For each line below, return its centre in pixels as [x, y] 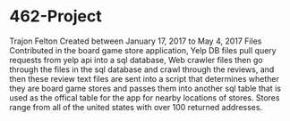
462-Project [55, 16]
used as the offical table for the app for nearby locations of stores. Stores [145, 97]
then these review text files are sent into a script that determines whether [144, 78]
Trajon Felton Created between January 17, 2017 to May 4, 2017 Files [136, 41]
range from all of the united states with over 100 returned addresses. [136, 107]
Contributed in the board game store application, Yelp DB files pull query [143, 50]
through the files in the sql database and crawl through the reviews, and [142, 69]
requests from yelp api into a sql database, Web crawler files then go [136, 60]
